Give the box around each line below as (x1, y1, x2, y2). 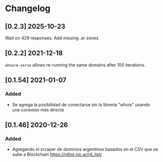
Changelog (5, 3, 51, 14)
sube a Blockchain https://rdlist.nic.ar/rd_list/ (12, 151, 102, 158)
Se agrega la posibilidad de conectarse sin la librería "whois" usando (12, 101, 150, 107)
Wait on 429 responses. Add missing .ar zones (5, 35, 99, 41)
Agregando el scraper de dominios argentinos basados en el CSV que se (12, 146, 158, 152)
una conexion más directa (12, 107, 64, 113)
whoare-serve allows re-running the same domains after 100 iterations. (5, 62, 145, 68)
